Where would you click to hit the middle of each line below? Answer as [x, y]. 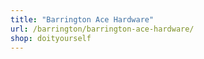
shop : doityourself [51, 38]
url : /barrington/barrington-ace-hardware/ [102, 29]
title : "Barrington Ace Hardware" [82, 19]
